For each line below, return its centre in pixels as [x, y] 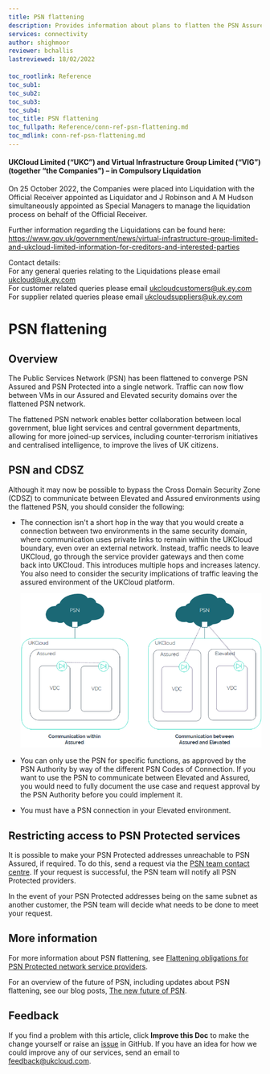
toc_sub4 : [25, 110]
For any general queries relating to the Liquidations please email [115, 271]
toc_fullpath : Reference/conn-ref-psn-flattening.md [98, 127]
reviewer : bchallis [41, 51]
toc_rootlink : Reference [50, 76]
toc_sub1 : [25, 84]
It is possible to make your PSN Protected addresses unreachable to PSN [129, 855]
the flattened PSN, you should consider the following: [96, 506]
